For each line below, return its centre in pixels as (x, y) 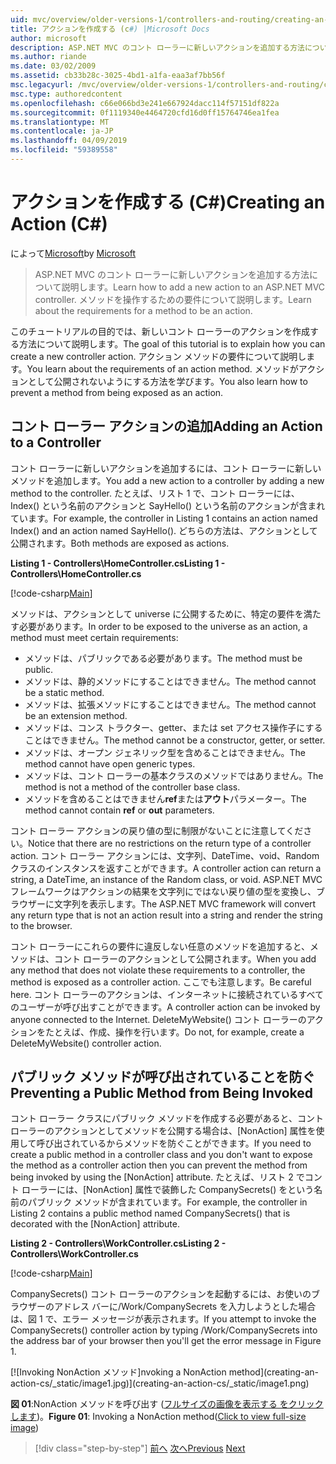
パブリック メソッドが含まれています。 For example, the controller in (167, 1202)
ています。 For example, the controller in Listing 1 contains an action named (164, 518)
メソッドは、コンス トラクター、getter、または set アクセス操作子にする (173, 727)
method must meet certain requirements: (94, 637)
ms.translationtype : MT (60, 122)
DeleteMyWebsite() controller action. (86, 1043)
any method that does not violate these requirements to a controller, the (158, 970)
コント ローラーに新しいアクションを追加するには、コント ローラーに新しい (166, 468)
